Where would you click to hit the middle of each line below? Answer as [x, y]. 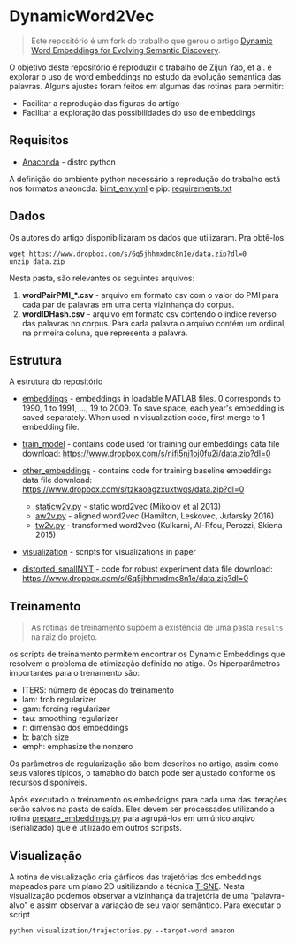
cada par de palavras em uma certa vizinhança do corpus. [128, 304]
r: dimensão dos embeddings [75, 728]
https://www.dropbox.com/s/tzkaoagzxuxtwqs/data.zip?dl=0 [133, 489]
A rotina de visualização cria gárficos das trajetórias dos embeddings [136, 877]
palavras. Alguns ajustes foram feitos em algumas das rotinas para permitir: [147, 86]
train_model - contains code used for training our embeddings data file [151, 444]
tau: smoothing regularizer [70, 718]
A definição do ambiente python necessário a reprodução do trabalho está [145, 179]
